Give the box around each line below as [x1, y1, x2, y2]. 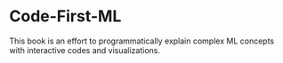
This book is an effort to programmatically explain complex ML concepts [9, 35, 274, 46]
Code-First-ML [9, 6, 122, 27]
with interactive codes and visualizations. [9, 44, 161, 55]
